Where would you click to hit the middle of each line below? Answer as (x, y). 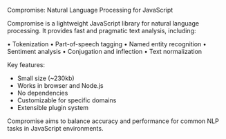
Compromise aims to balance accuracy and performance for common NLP (113, 121)
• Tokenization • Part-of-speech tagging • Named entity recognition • (107, 44)
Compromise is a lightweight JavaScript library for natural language (103, 23)
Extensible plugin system (53, 108)
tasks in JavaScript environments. (55, 128)
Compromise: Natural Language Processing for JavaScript (90, 10)
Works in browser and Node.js (60, 85)
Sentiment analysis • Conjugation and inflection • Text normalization (105, 52)
